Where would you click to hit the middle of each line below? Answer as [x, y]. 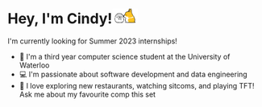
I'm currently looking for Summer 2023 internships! [93, 41]
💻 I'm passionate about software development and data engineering [133, 74]
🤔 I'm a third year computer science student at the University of [125, 56]
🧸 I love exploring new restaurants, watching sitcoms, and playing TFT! [137, 85]
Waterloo [34, 65]
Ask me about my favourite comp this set [87, 94]
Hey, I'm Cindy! [60, 19]
